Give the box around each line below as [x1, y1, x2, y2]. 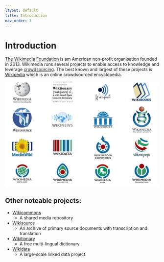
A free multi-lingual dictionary [19, 240, 80, 247]
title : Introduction [5, 13, 47, 18]
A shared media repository [19, 214, 73, 220]
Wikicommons [12, 210, 42, 215]
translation [19, 230, 41, 236]
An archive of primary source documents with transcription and [19, 225, 148, 231]
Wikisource [12, 220, 35, 226]
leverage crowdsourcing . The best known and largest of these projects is [5, 67, 153, 72]
